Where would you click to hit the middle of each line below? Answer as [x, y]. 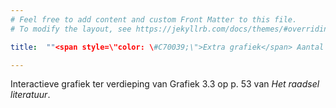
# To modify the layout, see [71, 29]
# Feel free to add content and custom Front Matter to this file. [154, 19]
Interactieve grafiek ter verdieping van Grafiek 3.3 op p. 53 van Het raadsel [165, 84]
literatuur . [30, 95]
